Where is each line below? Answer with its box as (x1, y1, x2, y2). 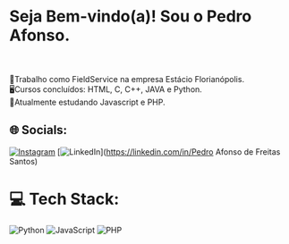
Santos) (9, 156, 38, 166)
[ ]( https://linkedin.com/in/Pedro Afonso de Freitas (56, 146, 281, 157)
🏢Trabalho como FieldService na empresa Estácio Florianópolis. (9, 73, 244, 84)
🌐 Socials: (9, 122, 68, 138)
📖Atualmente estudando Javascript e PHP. (9, 97, 166, 107)
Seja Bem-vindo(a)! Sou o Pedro (9, 6, 252, 27)
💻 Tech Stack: (9, 189, 120, 209)
